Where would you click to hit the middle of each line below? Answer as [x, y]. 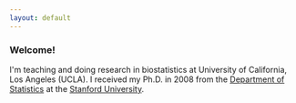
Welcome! [33, 49]
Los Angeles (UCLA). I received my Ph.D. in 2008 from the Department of [147, 79]
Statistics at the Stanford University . [77, 88]
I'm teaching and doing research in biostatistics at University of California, [148, 69]
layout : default [40, 18]
